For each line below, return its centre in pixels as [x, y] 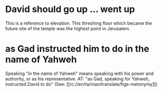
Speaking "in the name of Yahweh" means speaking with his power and [79, 73]
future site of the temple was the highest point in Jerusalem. [68, 28]
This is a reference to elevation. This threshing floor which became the [79, 23]
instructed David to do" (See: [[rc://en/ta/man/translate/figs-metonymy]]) [81, 84]
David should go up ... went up [70, 9]
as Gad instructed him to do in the [77, 49]
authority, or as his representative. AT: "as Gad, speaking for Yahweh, [77, 78]
